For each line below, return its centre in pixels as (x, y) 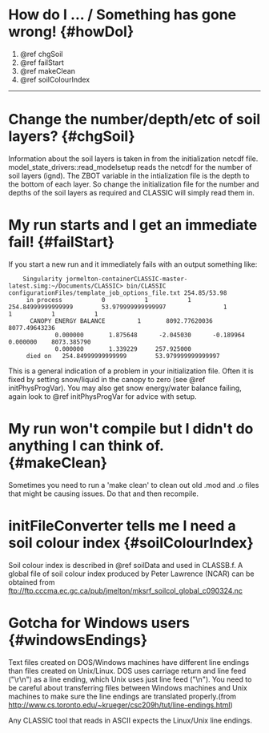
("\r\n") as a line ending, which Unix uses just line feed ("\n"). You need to (130, 679)
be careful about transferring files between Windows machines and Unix (128, 687)
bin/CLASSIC (147, 286)
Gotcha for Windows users (99, 623)
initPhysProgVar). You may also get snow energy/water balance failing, (125, 388)
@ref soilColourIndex (55, 79)
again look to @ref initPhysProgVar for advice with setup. (103, 396)
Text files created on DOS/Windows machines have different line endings (129, 662)
